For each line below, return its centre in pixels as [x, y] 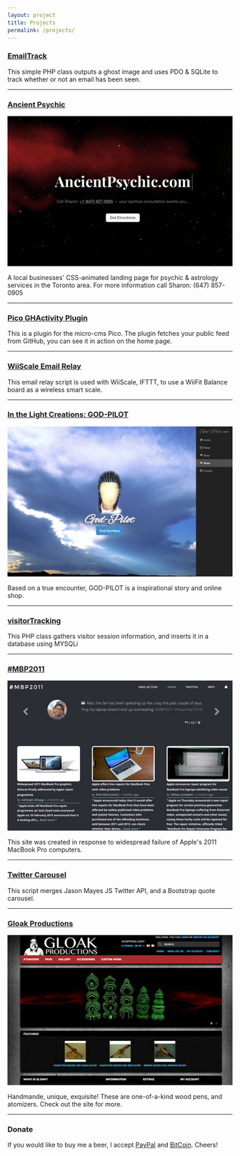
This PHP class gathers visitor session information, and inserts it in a [108, 637]
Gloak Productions [40, 923]
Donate [20, 1129]
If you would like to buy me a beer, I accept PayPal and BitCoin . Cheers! [113, 1145]
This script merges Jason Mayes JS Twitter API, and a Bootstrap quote [111, 890]
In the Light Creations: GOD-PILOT [68, 414]
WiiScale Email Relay [44, 367]
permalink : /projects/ [41, 30]
